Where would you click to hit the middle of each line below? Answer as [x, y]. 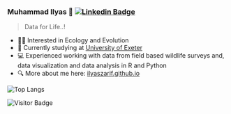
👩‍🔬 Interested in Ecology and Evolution [73, 40]
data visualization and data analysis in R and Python [92, 65]
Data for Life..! [45, 27]
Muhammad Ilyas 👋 [40, 12]
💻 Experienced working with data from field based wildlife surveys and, [121, 56]
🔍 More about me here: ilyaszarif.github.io [79, 74]
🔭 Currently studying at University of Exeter [80, 48]
